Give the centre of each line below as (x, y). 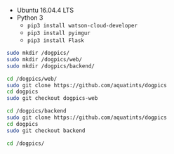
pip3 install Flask (56, 41)
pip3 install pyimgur (59, 33)
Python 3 (30, 18)
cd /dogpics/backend (37, 111)
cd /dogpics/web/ (32, 79)
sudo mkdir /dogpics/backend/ (51, 66)
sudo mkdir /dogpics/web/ (44, 59)
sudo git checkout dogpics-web (52, 98)
